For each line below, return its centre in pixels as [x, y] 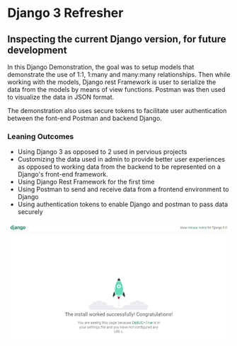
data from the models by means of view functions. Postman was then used [116, 89]
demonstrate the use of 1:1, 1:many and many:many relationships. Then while [119, 74]
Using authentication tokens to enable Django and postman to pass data [123, 204]
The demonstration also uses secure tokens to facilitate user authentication [117, 111]
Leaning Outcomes [41, 136]
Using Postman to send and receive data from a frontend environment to [123, 189]
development [37, 50]
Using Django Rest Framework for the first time [86, 182]
